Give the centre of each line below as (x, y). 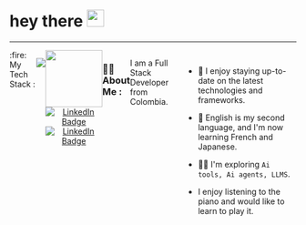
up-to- (274, 71)
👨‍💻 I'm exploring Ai (234, 164)
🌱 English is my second (241, 118)
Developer (149, 82)
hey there (46, 21)
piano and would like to (241, 201)
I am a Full (149, 63)
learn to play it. (226, 210)
